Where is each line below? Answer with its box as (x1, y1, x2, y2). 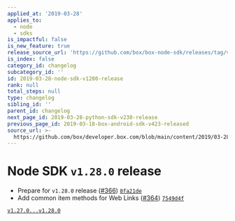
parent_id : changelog (7, 107, 71, 114)
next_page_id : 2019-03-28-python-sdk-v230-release (7, 114, 158, 121)
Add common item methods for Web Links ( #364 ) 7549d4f (17, 194, 185, 202)
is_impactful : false (7, 36, 68, 43)
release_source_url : (7, 49, 68, 56)
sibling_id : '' (7, 101, 52, 108)
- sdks (13, 29, 33, 37)
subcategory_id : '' (7, 68, 64, 75)
